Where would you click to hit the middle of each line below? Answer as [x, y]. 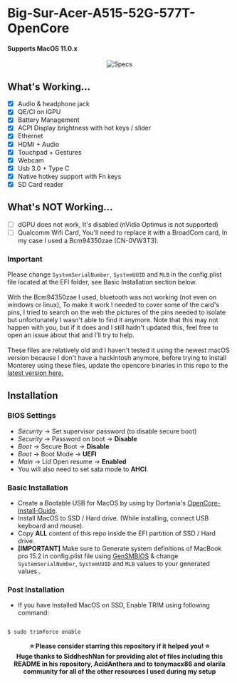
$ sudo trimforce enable [44, 632]
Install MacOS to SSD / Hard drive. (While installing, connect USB [113, 518]
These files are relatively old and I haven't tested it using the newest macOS [118, 350]
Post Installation [36, 590]
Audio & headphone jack [54, 104]
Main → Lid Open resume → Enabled [72, 461]
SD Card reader [41, 184]
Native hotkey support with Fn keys [69, 176]
